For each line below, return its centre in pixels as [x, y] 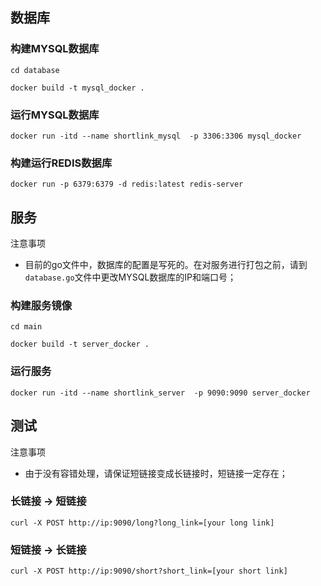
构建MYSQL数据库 [55, 49]
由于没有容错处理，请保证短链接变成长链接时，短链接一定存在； [156, 473]
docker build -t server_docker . [80, 344]
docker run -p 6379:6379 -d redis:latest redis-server [127, 184]
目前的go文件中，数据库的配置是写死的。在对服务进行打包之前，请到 [166, 265]
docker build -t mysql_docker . [77, 88]
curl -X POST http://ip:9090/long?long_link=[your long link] [142, 523]
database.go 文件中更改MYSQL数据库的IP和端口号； [130, 277]
